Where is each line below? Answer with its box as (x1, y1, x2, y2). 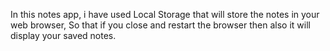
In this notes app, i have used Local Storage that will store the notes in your (10, 9, 320, 20)
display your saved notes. (10, 30, 117, 41)
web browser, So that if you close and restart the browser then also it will (10, 19, 311, 31)
